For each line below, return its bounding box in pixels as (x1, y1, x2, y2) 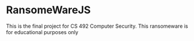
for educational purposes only (6, 28, 79, 35)
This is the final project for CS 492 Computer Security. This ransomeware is (6, 23, 189, 29)
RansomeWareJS (6, 3, 91, 17)
